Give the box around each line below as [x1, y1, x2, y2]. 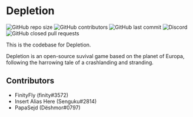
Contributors [6, 76, 55, 86]
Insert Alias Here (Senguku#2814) [14, 98, 97, 105]
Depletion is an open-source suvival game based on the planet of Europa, [6, 52, 185, 59]
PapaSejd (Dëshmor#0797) [14, 104, 81, 111]
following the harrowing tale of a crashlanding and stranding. [6, 59, 154, 66]
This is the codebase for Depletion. [6, 41, 91, 48]
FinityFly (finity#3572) [14, 91, 69, 98]
